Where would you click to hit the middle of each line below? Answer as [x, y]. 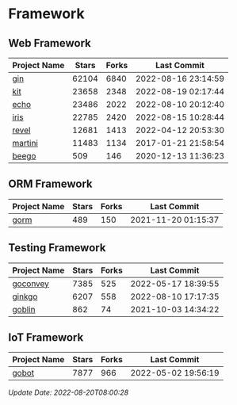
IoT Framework [46, 338]
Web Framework [50, 43]
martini [25, 143]
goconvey [31, 284]
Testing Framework [57, 248]
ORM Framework [50, 184]
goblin [24, 309]
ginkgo [25, 296]
